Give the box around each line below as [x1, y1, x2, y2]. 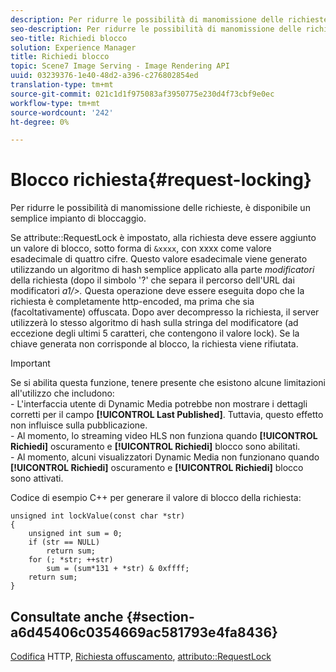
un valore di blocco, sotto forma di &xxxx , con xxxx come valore [10, 242, 272, 255]
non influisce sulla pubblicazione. [10, 419, 148, 431]
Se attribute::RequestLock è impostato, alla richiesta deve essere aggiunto [10, 232, 317, 244]
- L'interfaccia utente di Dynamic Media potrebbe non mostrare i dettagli [10, 398, 308, 410]
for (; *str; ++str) [28, 555, 114, 565]
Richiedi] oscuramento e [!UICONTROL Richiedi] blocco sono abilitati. [10, 441, 301, 453]
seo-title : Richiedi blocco [10, 33, 128, 43]
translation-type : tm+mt [10, 80, 114, 90]
